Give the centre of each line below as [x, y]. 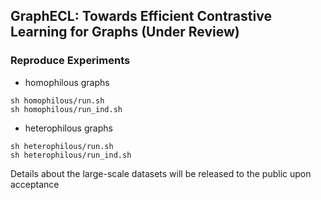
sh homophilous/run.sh [57, 100]
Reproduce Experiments [70, 61]
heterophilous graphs [68, 128]
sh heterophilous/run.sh [62, 146]
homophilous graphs [67, 82]
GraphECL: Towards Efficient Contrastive [141, 16]
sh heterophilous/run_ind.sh [71, 155]
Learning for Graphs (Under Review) [125, 32]
